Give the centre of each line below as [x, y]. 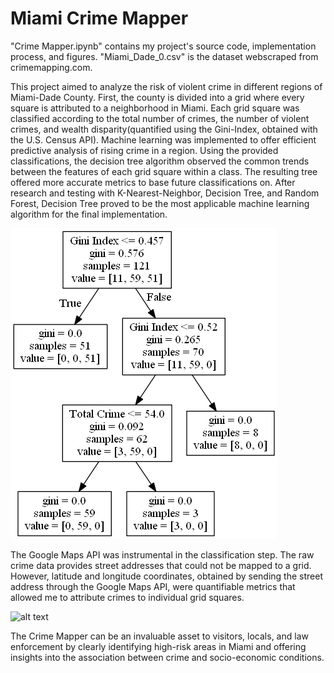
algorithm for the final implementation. [89, 214]
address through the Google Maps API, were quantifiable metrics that [153, 586]
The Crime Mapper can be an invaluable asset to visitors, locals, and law [159, 636]
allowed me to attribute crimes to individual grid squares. [127, 597]
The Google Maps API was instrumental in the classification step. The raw [162, 554]
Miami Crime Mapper [99, 18]
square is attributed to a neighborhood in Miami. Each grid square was [155, 108]
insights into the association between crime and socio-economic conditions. [167, 657]
